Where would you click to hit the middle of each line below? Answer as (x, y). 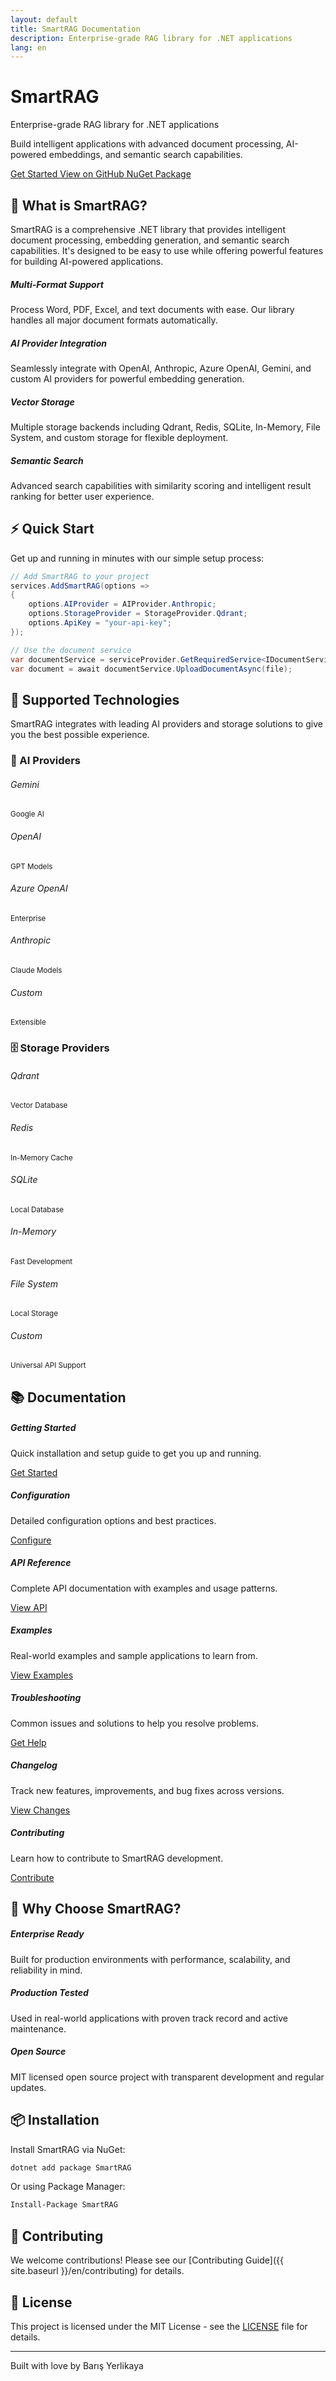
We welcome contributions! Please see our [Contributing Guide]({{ (147, 2260)
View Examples (42, 1675)
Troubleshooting (46, 1698)
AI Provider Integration (58, 343)
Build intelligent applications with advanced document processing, (147, 144)
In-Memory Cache (41, 1157)
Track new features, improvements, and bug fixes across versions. (147, 1790)
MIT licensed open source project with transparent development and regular (167, 2077)
